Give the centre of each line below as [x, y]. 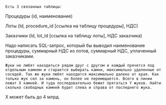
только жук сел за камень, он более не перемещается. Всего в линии [79, 79]
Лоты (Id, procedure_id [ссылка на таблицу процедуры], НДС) [72, 26]
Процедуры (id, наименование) [39, 16]
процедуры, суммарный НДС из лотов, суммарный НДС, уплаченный [81, 51]
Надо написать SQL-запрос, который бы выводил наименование [75, 45]
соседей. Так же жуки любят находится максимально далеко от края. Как [82, 74]
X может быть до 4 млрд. [33, 97]
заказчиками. [20, 56]
